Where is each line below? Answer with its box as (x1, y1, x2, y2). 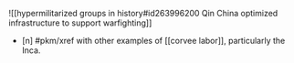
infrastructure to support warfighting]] (8, 17, 152, 28)
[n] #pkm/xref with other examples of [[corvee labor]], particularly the (21, 36, 286, 46)
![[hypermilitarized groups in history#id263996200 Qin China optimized (8, 8, 278, 18)
